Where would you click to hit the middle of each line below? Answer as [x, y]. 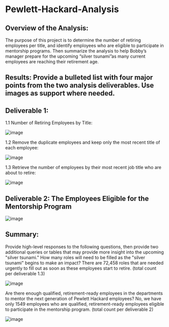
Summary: [22, 235]
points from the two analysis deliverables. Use [80, 85]
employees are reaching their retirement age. [52, 62]
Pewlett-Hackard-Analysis [62, 9]
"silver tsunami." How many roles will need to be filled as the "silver [75, 257]
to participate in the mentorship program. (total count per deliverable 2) [79, 309]
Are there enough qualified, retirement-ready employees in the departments [84, 293]
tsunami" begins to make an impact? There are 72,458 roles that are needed [84, 263]
